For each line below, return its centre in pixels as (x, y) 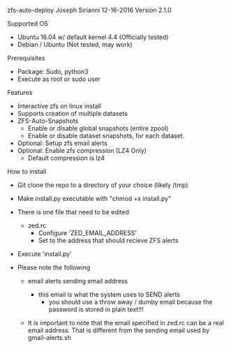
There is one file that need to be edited (73, 212)
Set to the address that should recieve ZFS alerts (109, 240)
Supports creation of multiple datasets (72, 113)
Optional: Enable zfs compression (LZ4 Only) (82, 150)
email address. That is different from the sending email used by (119, 330)
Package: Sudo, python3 (53, 72)
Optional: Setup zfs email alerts (62, 143)
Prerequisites (26, 58)
